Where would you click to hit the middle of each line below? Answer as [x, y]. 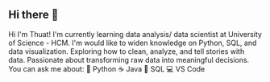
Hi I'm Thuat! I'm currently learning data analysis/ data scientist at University [135, 34]
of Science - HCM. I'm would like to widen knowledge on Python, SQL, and [133, 43]
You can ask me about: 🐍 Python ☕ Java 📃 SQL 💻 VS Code [107, 68]
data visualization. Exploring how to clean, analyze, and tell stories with [127, 51]
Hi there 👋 [33, 15]
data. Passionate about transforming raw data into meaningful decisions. [129, 59]
